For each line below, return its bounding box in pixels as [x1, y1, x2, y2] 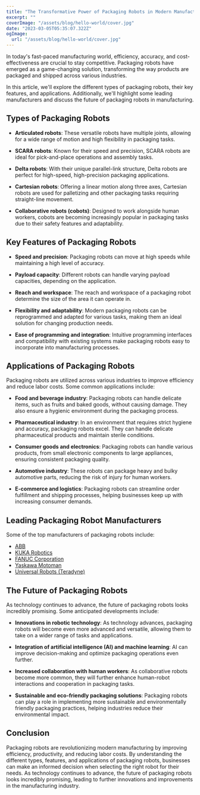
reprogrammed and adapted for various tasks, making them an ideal [14, 313, 182, 320]
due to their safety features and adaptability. [14, 220, 124, 227]
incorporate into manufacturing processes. [14, 344, 120, 351]
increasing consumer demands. [14, 498, 93, 505]
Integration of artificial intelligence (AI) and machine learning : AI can [14, 643, 188, 651]
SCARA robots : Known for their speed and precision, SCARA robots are [14, 147, 190, 154]
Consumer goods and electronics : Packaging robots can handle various [14, 443, 193, 451]
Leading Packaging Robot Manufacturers [6, 515, 162, 525]
